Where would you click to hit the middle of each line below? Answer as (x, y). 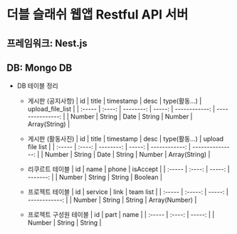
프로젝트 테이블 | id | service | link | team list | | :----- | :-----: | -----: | (128, 192)
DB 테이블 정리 (37, 86)
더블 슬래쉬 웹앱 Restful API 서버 (98, 15)
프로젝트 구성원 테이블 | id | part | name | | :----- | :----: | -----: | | (121, 215)
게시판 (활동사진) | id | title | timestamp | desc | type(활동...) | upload (126, 139)
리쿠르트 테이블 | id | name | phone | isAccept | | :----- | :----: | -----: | (128, 169)
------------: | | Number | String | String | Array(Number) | (112, 200)
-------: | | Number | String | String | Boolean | (95, 177)
